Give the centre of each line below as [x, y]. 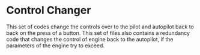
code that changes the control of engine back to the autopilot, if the [90, 39]
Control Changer [49, 10]
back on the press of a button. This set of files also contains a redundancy [98, 33]
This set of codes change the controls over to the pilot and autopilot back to [100, 27]
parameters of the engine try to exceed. [56, 46]
